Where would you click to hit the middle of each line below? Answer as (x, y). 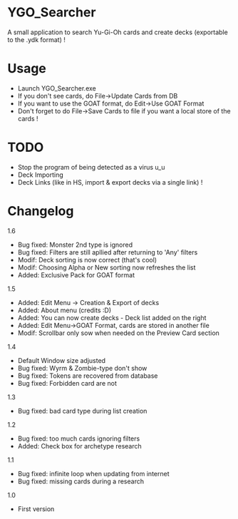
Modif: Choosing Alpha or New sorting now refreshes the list (107, 267)
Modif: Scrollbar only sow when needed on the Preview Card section (118, 333)
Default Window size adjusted (61, 360)
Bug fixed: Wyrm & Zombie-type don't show (82, 368)
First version (36, 509)
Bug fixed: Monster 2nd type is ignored (75, 245)
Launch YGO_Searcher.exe (57, 88)
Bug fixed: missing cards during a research (81, 481)
